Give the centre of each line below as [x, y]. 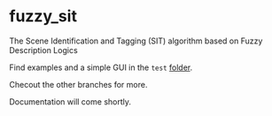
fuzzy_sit [43, 16]
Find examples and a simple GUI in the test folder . [101, 67]
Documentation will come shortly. [70, 101]
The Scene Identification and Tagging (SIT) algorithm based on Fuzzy [136, 41]
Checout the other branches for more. [78, 84]
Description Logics [43, 50]
